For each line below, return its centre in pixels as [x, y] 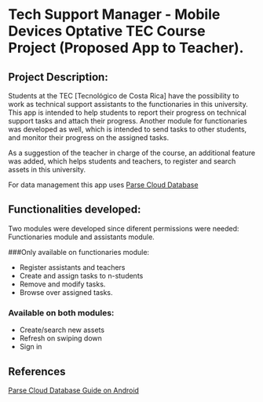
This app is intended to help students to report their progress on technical [128, 112]
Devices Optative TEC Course [107, 31]
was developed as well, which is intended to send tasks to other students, [128, 129]
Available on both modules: [61, 312]
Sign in [31, 347]
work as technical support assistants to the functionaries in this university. [128, 104]
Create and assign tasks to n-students [81, 275]
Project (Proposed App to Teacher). [126, 48]
